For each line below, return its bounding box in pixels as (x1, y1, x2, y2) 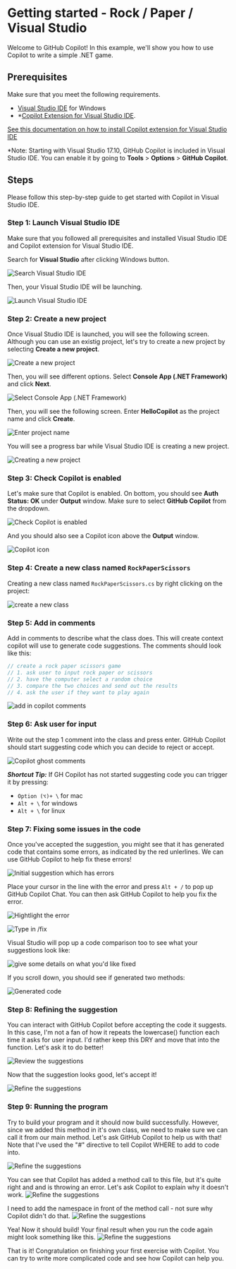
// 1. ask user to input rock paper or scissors (7, 669, 153, 676)
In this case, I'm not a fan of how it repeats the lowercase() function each (7, 1028, 220, 1037)
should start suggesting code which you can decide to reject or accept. (7, 743, 215, 751)
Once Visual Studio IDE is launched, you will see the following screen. (7, 330, 210, 338)
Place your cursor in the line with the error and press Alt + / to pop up (7, 883, 213, 891)
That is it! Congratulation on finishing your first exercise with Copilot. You (7, 1246, 220, 1255)
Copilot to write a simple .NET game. (7, 51, 114, 59)
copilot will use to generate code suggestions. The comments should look (7, 641, 222, 650)
